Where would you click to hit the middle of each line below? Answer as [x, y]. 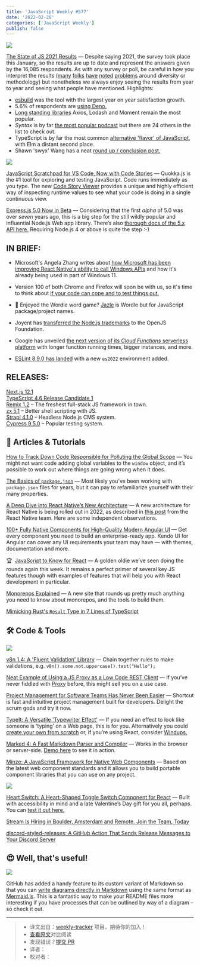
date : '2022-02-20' [30, 17]
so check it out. [25, 909]
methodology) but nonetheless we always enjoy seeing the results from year [100, 82]
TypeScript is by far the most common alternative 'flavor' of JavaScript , [102, 138]
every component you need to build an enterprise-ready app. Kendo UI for [97, 536]
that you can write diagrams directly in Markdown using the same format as [99, 890]
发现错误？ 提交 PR [52, 942]
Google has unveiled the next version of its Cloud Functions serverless [101, 341]
